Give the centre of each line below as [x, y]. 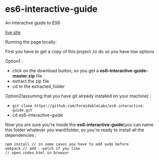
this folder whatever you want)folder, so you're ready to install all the [75, 130]
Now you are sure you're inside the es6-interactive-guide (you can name [79, 124]
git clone [22, 106]
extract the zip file [31, 81]
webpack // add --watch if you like [43, 148]
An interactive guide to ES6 [33, 23]
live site [13, 32]
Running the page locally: [31, 42]
